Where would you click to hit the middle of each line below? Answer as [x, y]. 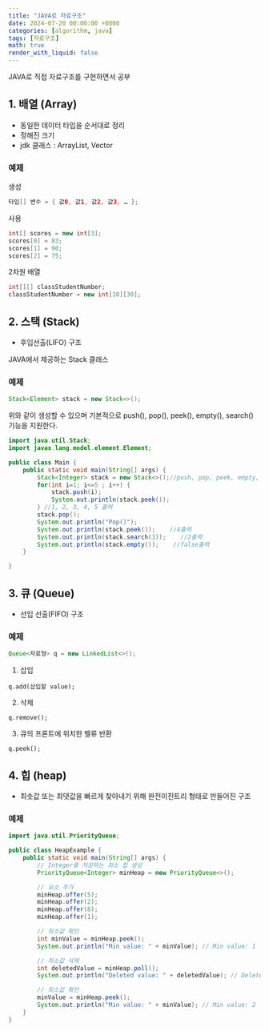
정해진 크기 [37, 135]
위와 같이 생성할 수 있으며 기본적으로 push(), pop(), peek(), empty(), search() [131, 415]
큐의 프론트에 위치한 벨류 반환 [66, 734]
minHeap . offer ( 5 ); [68, 895]
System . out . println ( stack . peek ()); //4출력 [114, 529]
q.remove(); [28, 718]
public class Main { [43, 462]
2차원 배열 [24, 272]
